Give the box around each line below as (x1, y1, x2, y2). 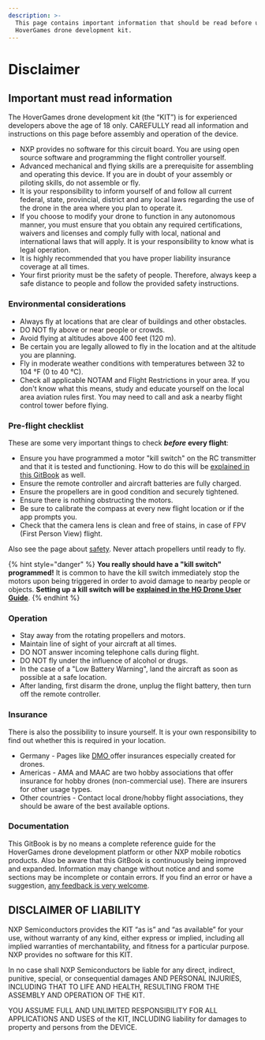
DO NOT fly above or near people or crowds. (19, 325, 166, 334)
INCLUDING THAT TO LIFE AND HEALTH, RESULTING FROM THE (8, 982, 220, 991)
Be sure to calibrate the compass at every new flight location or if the (19, 503, 244, 513)
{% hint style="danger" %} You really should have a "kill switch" (8, 559, 222, 569)
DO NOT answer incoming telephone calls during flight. (19, 648, 200, 657)
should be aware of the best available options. (19, 801, 170, 810)
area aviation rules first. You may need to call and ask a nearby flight (19, 392, 243, 401)
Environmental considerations (8, 298, 126, 310)
